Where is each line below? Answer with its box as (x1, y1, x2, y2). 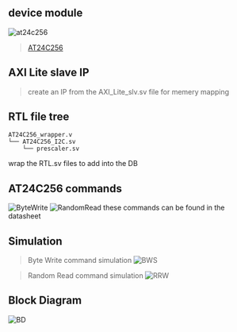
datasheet (8, 211, 41, 221)
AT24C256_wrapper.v (8, 131, 73, 139)
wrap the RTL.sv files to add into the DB (8, 159, 139, 168)
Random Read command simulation (27, 271, 144, 280)
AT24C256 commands (8, 182, 123, 195)
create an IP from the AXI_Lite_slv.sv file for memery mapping (27, 87, 230, 96)
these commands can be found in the (102, 203, 225, 213)
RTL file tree (8, 110, 70, 124)
